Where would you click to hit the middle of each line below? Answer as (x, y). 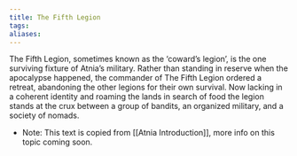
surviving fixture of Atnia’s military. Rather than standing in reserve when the (148, 68)
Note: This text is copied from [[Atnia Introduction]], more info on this (148, 133)
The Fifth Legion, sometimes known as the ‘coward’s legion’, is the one (138, 59)
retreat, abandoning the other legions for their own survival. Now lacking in (146, 87)
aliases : (25, 34)
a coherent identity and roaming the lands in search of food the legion (137, 97)
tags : (19, 26)
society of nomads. (44, 115)
